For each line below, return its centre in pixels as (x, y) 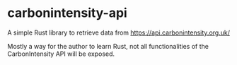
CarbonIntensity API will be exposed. (61, 54)
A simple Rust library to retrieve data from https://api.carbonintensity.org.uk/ (118, 32)
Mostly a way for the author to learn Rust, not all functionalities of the (108, 46)
